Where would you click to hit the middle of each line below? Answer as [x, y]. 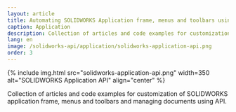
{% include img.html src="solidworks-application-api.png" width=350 [109, 72]
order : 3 [20, 53]
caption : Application [39, 27]
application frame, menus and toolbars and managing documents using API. [117, 101]
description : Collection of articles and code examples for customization [119, 33]
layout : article [31, 14]
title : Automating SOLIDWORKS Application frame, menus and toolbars [111, 20]
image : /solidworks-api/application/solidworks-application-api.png [110, 46]
